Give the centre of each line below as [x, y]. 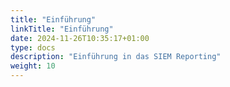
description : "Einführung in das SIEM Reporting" [116, 57]
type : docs [33, 47]
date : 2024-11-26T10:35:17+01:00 [80, 38]
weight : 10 [33, 66]
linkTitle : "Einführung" [62, 29]
